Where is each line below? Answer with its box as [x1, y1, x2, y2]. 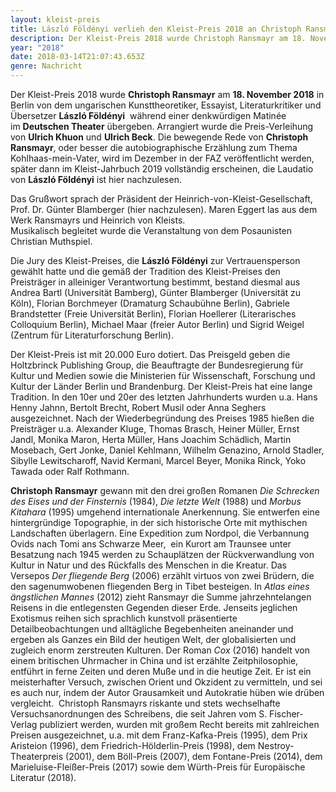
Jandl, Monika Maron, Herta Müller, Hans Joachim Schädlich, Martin [10, 434, 292, 445]
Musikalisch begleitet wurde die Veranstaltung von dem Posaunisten [10, 225, 293, 236]
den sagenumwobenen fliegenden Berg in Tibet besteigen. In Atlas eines [10, 581, 310, 592]
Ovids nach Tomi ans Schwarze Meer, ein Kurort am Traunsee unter [10, 538, 292, 550]
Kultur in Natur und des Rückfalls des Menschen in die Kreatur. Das [10, 559, 287, 571]
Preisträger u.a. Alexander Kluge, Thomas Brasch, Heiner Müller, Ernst [10, 423, 300, 435]
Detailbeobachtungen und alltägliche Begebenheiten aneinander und [10, 623, 294, 635]
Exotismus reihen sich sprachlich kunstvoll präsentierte [10, 612, 238, 624]
